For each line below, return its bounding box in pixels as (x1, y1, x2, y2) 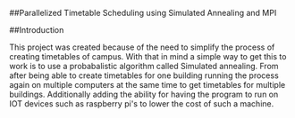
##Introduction (9, 25, 64, 35)
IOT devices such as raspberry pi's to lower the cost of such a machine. (9, 98, 274, 109)
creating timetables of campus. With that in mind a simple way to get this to (9, 51, 287, 61)
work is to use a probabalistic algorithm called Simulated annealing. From (9, 61, 279, 71)
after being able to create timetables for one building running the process (9, 70, 279, 81)
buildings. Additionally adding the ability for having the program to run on (9, 89, 279, 99)
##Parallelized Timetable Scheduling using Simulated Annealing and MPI (9, 8, 277, 18)
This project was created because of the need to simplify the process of (9, 42, 275, 52)
